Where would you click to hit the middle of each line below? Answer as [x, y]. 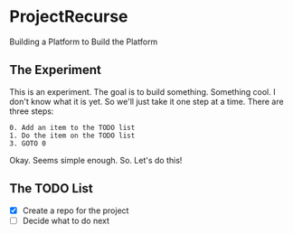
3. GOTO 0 [28, 143]
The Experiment [56, 70]
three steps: [32, 111]
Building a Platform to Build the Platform [84, 42]
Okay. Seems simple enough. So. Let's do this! [96, 160]
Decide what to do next [66, 220]
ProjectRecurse [69, 17]
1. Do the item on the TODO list [72, 136]
